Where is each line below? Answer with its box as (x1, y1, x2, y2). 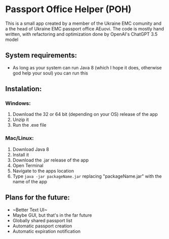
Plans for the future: (5, 193, 70, 202)
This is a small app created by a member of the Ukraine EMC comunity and (5, 20, 162, 26)
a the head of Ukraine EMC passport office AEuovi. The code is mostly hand (5, 25, 164, 31)
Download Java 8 (12, 146, 49, 152)
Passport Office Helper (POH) (5, 4, 132, 15)
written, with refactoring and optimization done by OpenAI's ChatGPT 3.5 (5, 31, 158, 37)
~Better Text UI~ (12, 207, 48, 213)
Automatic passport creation (12, 223, 72, 229)
